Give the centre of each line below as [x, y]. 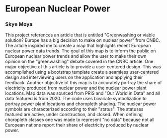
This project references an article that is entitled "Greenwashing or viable [80, 35]
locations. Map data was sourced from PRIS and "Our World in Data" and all [83, 93]
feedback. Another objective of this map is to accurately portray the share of [83, 83]
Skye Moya [19, 24]
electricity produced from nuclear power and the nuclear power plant [76, 88]
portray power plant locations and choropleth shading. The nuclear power [81, 104]
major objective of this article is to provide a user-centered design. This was [83, 67]
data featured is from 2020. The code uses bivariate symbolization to [76, 99]
